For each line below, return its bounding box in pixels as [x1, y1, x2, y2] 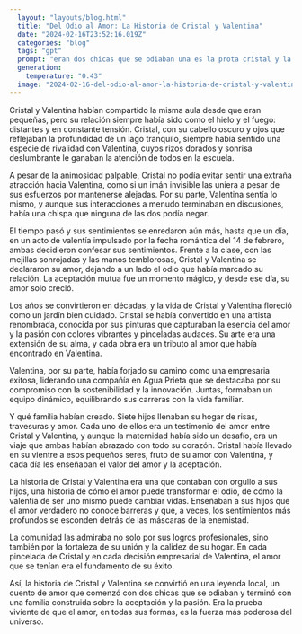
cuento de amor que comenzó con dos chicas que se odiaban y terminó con [9, 587, 292, 598]
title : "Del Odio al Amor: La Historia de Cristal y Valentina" [17, 22, 263, 31]
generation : [17, 64, 63, 73]
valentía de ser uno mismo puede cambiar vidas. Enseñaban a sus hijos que [9, 495, 290, 506]
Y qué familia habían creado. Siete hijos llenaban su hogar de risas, [9, 410, 258, 422]
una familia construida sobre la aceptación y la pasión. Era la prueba [9, 596, 262, 607]
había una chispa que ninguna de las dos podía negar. [9, 207, 209, 218]
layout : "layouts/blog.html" [17, 13, 127, 22]
